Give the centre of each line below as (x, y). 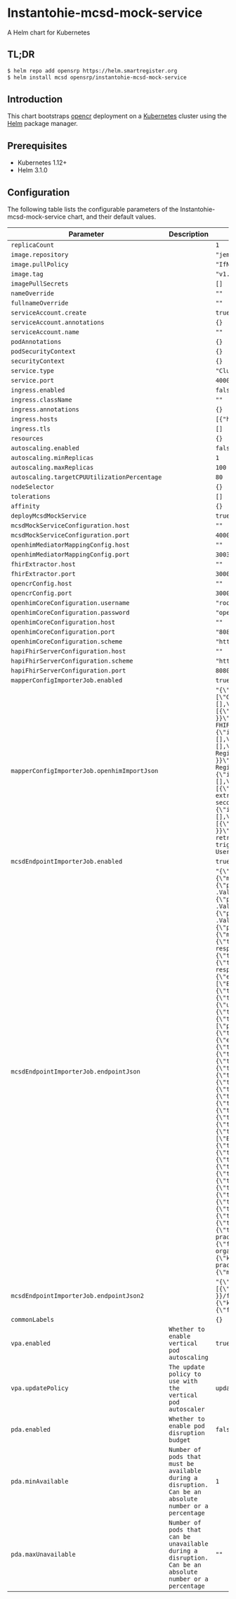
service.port (33, 380)
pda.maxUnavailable (43, 1554)
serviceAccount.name (45, 332)
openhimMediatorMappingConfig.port (70, 554)
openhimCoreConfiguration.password (70, 612)
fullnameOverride (40, 303)
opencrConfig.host (41, 583)
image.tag (27, 274)
